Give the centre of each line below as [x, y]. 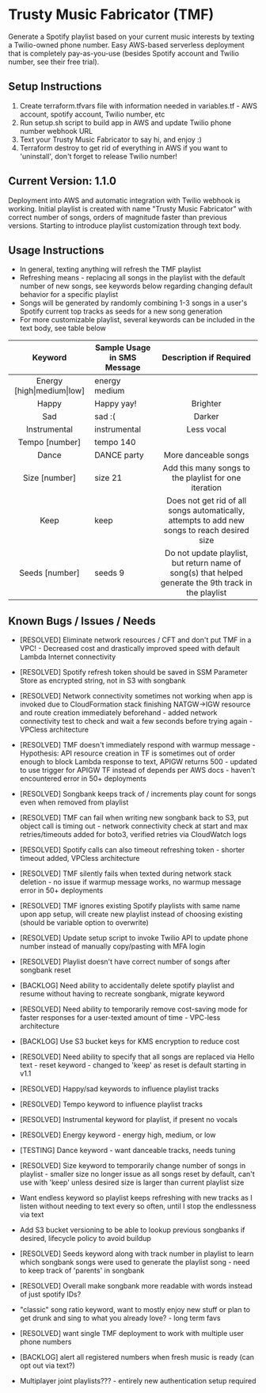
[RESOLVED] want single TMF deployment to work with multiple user [131, 1334]
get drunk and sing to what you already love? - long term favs [120, 1318]
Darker [206, 417]
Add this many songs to [207, 468]
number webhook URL [56, 131]
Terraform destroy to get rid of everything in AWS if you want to [123, 147]
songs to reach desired [206, 531]
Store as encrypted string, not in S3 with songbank [103, 681]
